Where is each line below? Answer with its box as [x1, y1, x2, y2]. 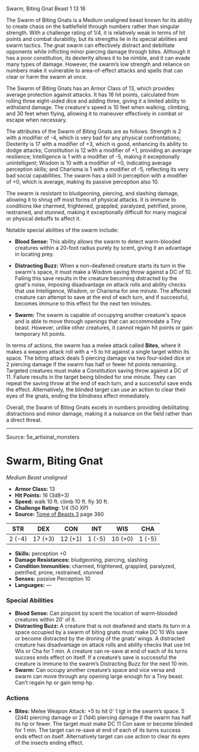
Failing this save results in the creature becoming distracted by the [14, 275, 178, 281]
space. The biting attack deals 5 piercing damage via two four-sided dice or [6, 354, 191, 361]
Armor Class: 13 [14, 485, 55, 492]
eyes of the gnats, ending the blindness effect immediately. [6, 392, 150, 399]
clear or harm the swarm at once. [6, 74, 88, 80]
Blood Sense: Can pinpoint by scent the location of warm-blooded [14, 610, 178, 617]
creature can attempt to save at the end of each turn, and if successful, [14, 294, 189, 300]
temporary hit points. [14, 331, 66, 337]
